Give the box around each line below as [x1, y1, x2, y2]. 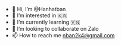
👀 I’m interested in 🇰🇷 [11, 12, 67, 19]
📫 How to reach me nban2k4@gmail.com [11, 32, 115, 38]
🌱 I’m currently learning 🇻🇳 [11, 18, 80, 25]
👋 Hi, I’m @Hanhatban [11, 6, 66, 12]
